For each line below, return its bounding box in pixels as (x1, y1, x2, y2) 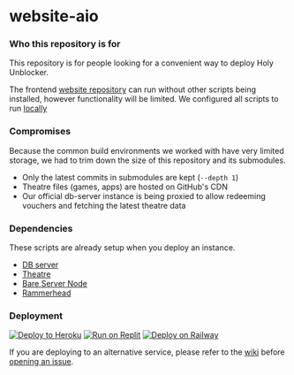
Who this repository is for (9, 38, 121, 50)
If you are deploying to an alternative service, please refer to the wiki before (9, 347, 285, 357)
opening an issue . (9, 356, 74, 367)
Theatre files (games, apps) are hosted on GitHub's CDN (21, 181, 228, 192)
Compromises (9, 126, 72, 138)
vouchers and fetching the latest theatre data (21, 200, 186, 210)
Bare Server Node (21, 279, 88, 289)
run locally (9, 103, 48, 114)
